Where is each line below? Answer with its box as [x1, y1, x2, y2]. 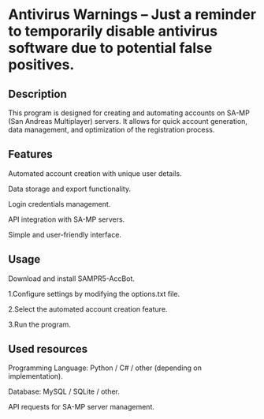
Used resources [8, 342, 88, 356]
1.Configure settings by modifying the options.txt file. [8, 289, 180, 298]
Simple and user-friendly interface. [8, 230, 122, 239]
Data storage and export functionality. [8, 184, 132, 193]
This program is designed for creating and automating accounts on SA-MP [8, 108, 250, 118]
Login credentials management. [8, 199, 111, 208]
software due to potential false [8, 39, 213, 57]
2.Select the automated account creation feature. [8, 304, 168, 313]
